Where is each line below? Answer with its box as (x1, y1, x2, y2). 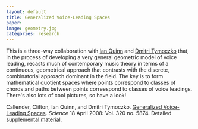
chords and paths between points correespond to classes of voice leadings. (6, 85, 193, 93)
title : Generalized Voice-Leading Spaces (6, 14, 111, 20)
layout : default (6, 8, 46, 15)
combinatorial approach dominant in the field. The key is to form (6, 73, 164, 80)
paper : (6, 20, 23, 26)
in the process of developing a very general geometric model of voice (6, 54, 177, 61)
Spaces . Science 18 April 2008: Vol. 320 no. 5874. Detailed (27, 110, 172, 117)
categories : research (6, 31, 60, 37)
